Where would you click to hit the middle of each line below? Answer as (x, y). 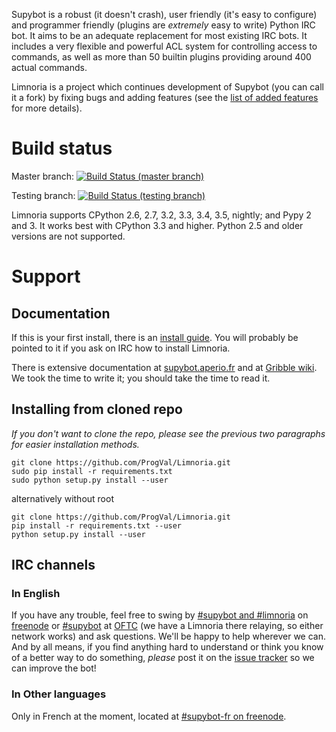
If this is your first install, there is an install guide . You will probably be (155, 337)
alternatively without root (62, 498)
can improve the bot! (54, 668)
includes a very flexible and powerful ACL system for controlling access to (164, 46)
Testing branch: (43, 195)
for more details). (47, 108)
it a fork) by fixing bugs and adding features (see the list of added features (165, 97)
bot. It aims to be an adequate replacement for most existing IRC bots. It (159, 35)
